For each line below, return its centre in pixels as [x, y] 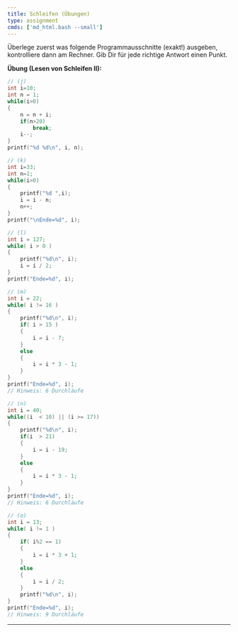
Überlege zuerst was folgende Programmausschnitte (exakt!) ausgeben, [113, 48]
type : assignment [33, 21]
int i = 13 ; [25, 522]
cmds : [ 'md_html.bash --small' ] [55, 27]
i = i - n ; [36, 200]
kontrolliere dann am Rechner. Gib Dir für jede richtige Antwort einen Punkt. [118, 55]
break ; [42, 128]
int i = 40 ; [25, 410]
